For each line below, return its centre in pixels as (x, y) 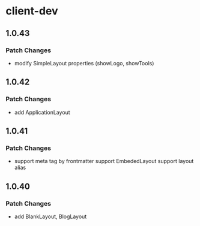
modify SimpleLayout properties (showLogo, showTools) (84, 63)
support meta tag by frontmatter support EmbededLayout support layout (104, 161)
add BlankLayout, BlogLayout (50, 216)
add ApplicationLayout (42, 112)
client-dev (32, 11)
